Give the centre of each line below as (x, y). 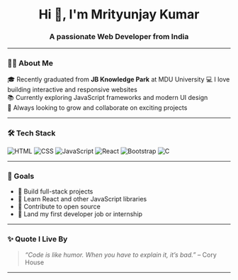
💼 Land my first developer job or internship (80, 214)
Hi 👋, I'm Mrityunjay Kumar (119, 15)
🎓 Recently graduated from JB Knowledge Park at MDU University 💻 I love (119, 79)
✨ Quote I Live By (38, 239)
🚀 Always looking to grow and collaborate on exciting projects (97, 107)
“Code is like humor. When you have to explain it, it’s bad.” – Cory (121, 254)
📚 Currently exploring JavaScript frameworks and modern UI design (108, 97)
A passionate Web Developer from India (119, 37)
